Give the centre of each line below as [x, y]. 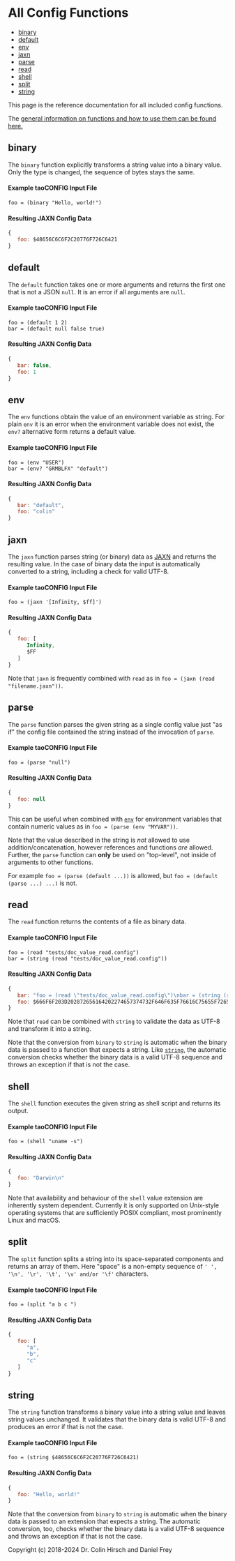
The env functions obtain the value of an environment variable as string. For [116, 417]
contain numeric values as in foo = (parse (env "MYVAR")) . [93, 826]
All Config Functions [68, 13]
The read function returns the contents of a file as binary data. [97, 921]
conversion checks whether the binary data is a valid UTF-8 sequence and [115, 1057]
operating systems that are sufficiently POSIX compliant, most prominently [115, 1213]
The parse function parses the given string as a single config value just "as [115, 724]
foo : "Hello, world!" [48, 1494]
